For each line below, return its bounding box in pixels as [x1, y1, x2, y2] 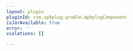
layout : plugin [6, 8, 44, 15]
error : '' [6, 25, 31, 31]
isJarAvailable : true [6, 20, 61, 26]
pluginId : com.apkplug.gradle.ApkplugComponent [6, 14, 128, 20]
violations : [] [6, 31, 44, 37]
